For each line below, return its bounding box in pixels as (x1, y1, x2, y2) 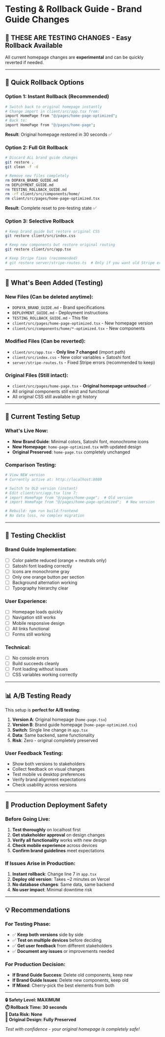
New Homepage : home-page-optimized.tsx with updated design (12, 444, 141, 450)
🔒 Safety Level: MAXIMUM (5, 997, 60, 1003)
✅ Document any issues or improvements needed (12, 948, 114, 954)
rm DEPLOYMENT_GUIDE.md (5, 182, 54, 188)
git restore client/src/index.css (5, 233, 76, 238)
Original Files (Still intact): (5, 372, 69, 379)
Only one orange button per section (12, 574, 84, 580)
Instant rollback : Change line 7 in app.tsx (12, 871, 97, 877)
